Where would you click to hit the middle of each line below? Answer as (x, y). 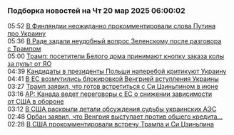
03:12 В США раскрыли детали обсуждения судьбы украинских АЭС (112, 109)
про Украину (27, 33)
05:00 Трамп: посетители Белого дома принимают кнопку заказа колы (116, 56)
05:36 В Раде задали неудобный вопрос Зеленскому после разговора (115, 41)
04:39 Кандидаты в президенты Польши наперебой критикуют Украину (117, 71)
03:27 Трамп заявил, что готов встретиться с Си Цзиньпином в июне (113, 87)
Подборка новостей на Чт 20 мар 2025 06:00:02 (96, 11)
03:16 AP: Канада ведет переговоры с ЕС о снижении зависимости (110, 94)
